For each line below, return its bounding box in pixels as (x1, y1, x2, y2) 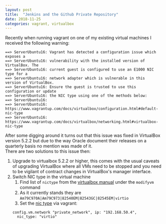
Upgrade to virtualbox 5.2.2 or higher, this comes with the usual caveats (12, 158, 160, 164)
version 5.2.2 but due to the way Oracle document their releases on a (5, 138, 147, 144)
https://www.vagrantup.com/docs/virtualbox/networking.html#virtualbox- (5, 119, 159, 124)
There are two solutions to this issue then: (5, 148, 91, 154)
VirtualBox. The (5, 63, 39, 68)
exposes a (5, 54, 26, 59)
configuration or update (5, 89, 56, 94)
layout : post (5, 7, 32, 12)
